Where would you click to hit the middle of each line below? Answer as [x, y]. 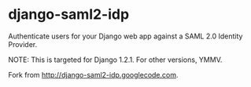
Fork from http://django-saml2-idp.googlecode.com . [93, 74]
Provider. [23, 44]
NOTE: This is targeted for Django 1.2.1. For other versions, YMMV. [115, 60]
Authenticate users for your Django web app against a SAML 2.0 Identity [125, 36]
